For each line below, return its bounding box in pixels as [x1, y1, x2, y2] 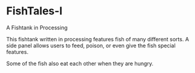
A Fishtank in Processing [6, 24, 68, 31]
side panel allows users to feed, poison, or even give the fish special [6, 42, 176, 49]
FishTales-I [6, 4, 63, 18]
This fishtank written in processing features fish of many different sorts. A [6, 35, 190, 42]
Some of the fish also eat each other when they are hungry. [6, 60, 153, 67]
